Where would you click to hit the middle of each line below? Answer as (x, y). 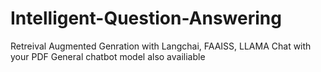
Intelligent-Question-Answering (146, 18)
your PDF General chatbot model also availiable (108, 56)
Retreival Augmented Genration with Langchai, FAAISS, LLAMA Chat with (161, 46)
